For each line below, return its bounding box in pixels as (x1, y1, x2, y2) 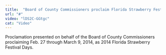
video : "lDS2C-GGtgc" (5, 16, 50, 21)
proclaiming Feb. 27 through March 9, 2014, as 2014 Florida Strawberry (5, 39, 151, 45)
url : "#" (5, 12, 23, 17)
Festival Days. (5, 44, 34, 50)
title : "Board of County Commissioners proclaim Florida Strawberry (5, 7, 152, 12)
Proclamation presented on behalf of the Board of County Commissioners (5, 34, 155, 40)
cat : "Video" (5, 20, 32, 26)
